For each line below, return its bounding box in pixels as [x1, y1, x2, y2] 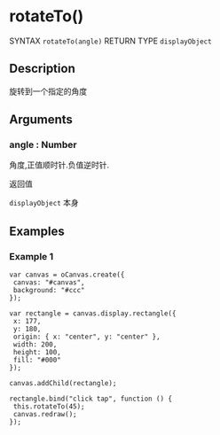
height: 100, [12, 348, 62, 357]
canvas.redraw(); [12, 410, 77, 419]
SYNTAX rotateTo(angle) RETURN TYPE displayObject [9, 35, 212, 46]
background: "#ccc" [12, 286, 86, 295]
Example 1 [9, 250, 54, 262]
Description [9, 61, 75, 76]
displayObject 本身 [9, 198, 80, 208]
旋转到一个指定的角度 [9, 86, 87, 97]
